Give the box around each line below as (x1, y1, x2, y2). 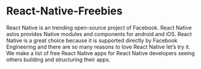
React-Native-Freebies (6, 4, 123, 18)
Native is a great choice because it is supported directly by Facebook (6, 37, 178, 44)
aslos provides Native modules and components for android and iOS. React (6, 30, 192, 37)
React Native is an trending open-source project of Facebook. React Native (6, 24, 192, 31)
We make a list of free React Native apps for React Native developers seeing (6, 49, 195, 56)
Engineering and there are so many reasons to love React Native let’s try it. (6, 43, 191, 50)
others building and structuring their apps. (6, 56, 111, 63)
